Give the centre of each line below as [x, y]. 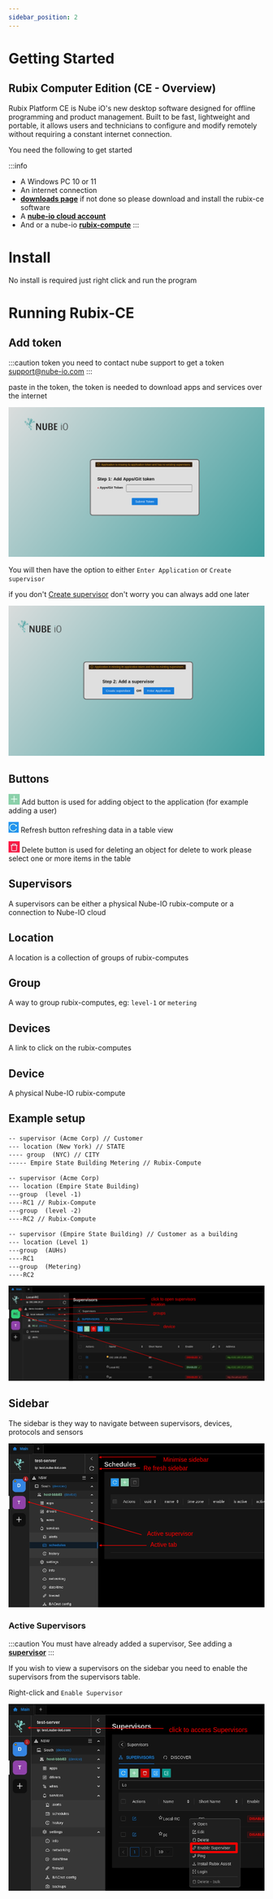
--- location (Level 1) [49, 1242]
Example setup [47, 1118]
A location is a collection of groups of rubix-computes [99, 958]
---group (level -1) [45, 1194]
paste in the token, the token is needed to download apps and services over [135, 387]
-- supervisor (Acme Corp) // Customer [76, 1138]
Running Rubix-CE [71, 313]
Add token [35, 343]
